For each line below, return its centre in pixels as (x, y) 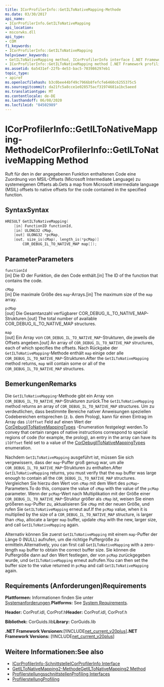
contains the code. (24, 280)
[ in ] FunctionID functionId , (43, 226)
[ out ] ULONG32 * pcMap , (37, 235)
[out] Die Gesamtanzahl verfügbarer (41, 313)
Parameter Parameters (40, 259)
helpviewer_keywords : (27, 55)
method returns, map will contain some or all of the (55, 363)
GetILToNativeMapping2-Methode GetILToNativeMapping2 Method (79, 669)
